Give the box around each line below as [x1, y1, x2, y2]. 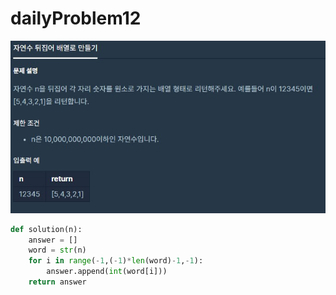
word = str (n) [28, 245, 87, 256]
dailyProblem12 [10, 7, 142, 30]
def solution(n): [10, 224, 83, 234]
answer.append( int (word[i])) [46, 267, 168, 277]
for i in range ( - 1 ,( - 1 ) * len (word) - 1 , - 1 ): [28, 256, 204, 266]
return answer [28, 277, 87, 287]
